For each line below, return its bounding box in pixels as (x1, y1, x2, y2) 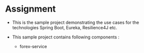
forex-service (19, 43, 47, 49)
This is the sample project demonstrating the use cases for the (12, 19, 139, 25)
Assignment (5, 3, 56, 15)
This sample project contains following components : (12, 34, 119, 40)
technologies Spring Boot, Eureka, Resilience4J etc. (12, 24, 117, 30)
